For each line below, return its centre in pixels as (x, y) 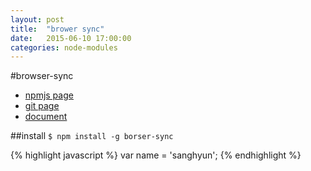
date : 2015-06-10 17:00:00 (71, 38)
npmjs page (49, 95)
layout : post (37, 19)
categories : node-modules (64, 47)
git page (42, 106)
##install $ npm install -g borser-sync (92, 136)
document (46, 117)
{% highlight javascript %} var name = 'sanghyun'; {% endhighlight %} (156, 155)
